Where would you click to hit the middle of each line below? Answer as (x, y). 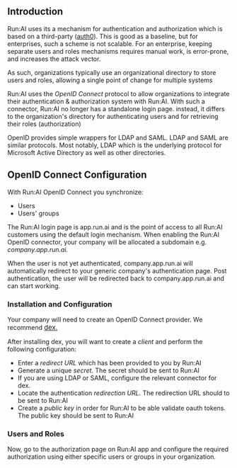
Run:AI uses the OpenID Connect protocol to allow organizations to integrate (118, 93)
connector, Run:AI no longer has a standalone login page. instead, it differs (116, 108)
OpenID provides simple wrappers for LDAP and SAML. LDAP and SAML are (118, 137)
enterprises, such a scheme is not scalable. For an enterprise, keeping (110, 44)
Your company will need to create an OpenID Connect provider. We (105, 319)
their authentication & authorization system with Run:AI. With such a (106, 101)
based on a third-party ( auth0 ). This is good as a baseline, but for (103, 36)
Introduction (35, 12)
